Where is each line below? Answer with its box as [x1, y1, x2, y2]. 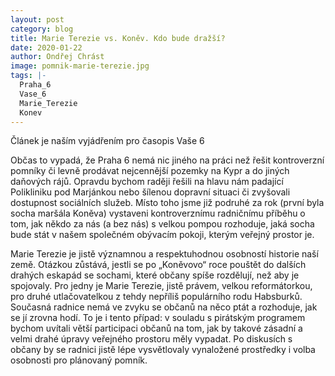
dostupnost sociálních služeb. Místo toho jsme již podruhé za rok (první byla [10, 197, 325, 209]
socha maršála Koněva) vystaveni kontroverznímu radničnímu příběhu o [10, 207, 306, 220]
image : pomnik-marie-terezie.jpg [10, 61, 150, 71]
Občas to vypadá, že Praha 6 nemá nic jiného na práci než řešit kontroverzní [10, 154, 325, 166]
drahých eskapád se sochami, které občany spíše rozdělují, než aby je [10, 269, 300, 281]
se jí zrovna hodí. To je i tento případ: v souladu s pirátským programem [10, 312, 306, 324]
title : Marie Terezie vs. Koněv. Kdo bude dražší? [10, 33, 226, 43]
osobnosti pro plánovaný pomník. [10, 354, 148, 366]
